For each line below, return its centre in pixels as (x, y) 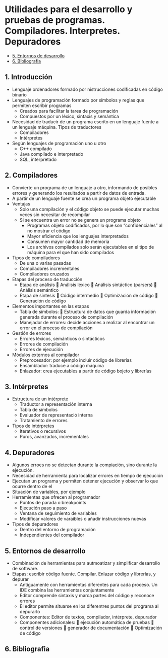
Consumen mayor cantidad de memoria (68, 241)
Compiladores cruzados (44, 274)
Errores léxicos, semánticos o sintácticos (62, 338)
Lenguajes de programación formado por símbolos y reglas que (78, 100)
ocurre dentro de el (32, 487)
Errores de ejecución (41, 349)
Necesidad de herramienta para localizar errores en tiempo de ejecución (88, 476)
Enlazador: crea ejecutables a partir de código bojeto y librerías (86, 371)
